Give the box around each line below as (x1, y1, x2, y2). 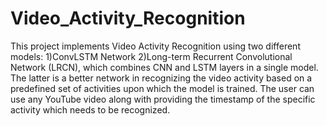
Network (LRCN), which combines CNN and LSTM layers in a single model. (10, 61, 319, 73)
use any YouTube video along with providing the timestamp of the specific (10, 93, 316, 105)
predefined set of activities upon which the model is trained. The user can (10, 82, 315, 94)
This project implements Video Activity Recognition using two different (10, 40, 301, 52)
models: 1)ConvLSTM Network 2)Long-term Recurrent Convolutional (10, 50, 293, 62)
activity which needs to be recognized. (10, 103, 171, 116)
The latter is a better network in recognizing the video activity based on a (10, 72, 313, 84)
